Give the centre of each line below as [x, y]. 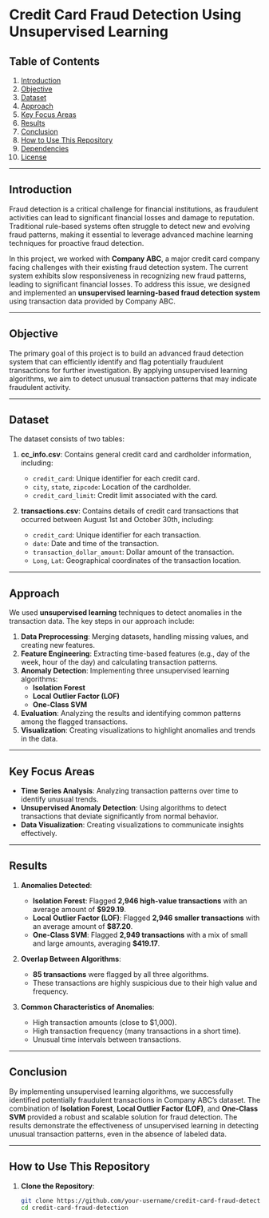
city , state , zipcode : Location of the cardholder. [112, 487]
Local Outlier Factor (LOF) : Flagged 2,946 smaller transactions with [146, 918]
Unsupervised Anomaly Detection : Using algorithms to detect [123, 808]
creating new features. [57, 645]
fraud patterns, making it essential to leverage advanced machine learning [131, 235]
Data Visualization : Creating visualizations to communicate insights [132, 825]
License [34, 157]
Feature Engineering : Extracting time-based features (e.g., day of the [135, 653]
